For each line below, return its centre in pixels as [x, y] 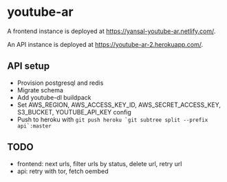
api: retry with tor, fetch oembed [63, 171]
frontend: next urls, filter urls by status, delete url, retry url [99, 163]
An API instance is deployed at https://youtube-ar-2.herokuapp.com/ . [105, 44]
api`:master [34, 126]
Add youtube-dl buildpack [54, 97]
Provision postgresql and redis [60, 83]
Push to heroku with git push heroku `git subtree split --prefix [112, 119]
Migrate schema [40, 90]
